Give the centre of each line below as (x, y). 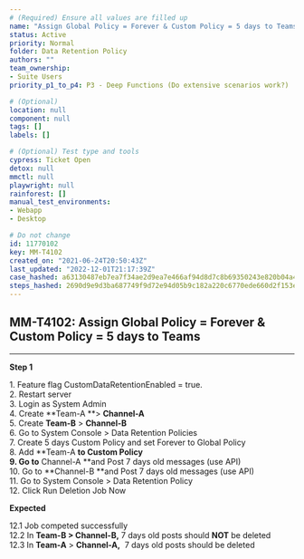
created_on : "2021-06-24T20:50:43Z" (78, 260)
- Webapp (26, 211)
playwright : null (42, 185)
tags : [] (26, 127)
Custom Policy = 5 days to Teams (105, 337)
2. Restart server (41, 394)
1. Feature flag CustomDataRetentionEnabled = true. (106, 384)
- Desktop (28, 219)
